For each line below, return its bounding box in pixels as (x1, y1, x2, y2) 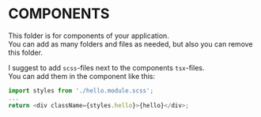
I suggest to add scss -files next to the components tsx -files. (8, 62, 205, 72)
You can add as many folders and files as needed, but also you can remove (8, 39, 253, 48)
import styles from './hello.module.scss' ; (8, 86, 154, 95)
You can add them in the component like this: (8, 71, 156, 81)
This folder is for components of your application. (8, 31, 170, 40)
